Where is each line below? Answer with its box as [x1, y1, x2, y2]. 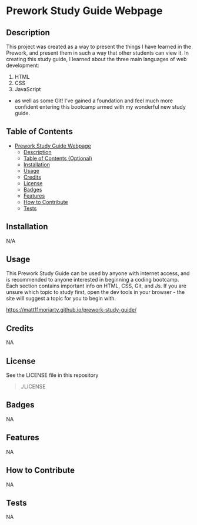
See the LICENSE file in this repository [6, 372, 99, 379]
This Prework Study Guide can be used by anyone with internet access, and [6, 270, 190, 277]
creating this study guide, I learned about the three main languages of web [6, 56, 187, 62]
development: [6, 62, 39, 69]
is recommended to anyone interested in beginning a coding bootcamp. [6, 276, 179, 283]
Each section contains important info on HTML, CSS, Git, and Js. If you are [6, 282, 187, 289]
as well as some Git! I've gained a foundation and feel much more [14, 97, 173, 104]
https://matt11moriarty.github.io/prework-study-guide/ [6, 306, 137, 313]
